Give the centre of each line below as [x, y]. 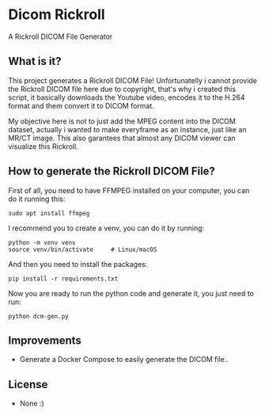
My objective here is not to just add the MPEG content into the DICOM [122, 121]
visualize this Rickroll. [44, 146]
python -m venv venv [42, 242]
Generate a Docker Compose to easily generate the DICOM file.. [124, 360]
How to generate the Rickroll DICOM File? [112, 171]
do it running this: [37, 199]
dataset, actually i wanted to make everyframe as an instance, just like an [127, 129]
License [28, 385]
